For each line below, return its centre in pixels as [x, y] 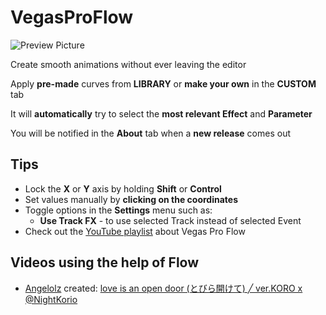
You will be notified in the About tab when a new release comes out [151, 133]
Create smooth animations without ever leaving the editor [128, 64]
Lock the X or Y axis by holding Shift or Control [123, 188]
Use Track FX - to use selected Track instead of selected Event [170, 220]
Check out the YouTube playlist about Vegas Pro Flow [135, 231]
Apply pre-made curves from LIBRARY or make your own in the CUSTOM [163, 83]
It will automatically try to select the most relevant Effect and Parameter [161, 113]
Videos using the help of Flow [105, 262]
